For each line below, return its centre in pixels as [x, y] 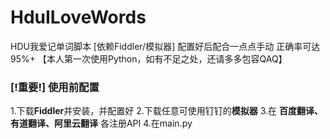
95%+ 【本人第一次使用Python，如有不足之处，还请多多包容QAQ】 [149, 58]
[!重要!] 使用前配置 [55, 87]
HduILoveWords [78, 17]
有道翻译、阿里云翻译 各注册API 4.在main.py [101, 123]
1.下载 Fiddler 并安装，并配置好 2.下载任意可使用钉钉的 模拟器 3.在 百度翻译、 [166, 111]
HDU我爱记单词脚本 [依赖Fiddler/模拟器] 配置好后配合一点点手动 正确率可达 [165, 46]
